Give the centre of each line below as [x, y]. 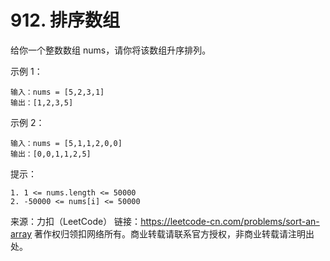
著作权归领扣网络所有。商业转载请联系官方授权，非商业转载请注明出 [174, 233]
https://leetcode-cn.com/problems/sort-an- [230, 221]
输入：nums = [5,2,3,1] [57, 92]
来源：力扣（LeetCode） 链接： [76, 221]
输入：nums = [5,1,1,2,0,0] [66, 143]
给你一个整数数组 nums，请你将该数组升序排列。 [111, 50]
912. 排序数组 [65, 20]
